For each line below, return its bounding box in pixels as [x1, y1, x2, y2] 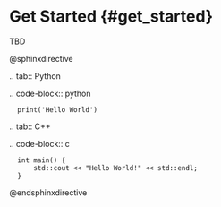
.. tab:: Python [9, 70, 61, 82]
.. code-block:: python [9, 88, 91, 99]
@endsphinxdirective [9, 186, 88, 198]
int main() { [17, 155, 66, 165]
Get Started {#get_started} [9, 6, 213, 27]
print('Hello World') [17, 105, 98, 114]
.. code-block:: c [9, 138, 70, 149]
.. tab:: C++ [9, 121, 51, 132]
